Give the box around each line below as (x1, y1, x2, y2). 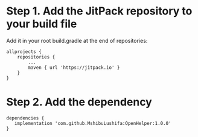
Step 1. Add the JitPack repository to (6, 4, 193, 18)
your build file (6, 17, 77, 31)
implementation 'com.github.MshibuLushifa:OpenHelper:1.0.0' (14, 120, 171, 126)
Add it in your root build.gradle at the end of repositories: (6, 37, 148, 44)
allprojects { (6, 48, 42, 55)
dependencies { (6, 115, 45, 121)
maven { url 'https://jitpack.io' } (28, 65, 120, 71)
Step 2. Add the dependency (6, 95, 152, 109)
